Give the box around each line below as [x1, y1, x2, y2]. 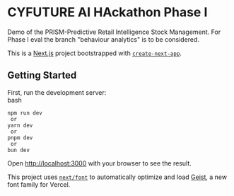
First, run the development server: [7, 88, 107, 96]
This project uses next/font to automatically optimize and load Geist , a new [7, 173, 228, 181]
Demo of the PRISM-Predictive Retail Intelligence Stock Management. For [7, 28, 221, 36]
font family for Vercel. [7, 180, 71, 188]
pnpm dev [7, 134, 33, 142]
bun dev [7, 146, 30, 154]
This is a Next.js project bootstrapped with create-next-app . [7, 49, 182, 57]
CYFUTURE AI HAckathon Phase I [7, 4, 208, 21]
